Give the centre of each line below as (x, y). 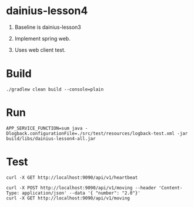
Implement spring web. (42, 38)
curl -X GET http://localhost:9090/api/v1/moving (68, 198)
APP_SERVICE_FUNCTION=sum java (44, 128)
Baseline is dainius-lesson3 (48, 27)
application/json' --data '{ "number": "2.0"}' (81, 193)
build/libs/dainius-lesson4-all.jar (51, 138)
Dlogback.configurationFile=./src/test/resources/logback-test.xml (91, 133)
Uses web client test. (40, 50)
